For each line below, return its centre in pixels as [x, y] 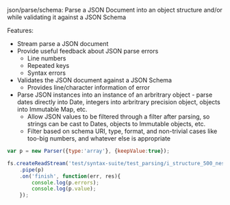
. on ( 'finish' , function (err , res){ [70, 176]
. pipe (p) [32, 170]
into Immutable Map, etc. [52, 109]
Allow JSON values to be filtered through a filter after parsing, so [118, 117]
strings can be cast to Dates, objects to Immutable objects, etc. [116, 124]
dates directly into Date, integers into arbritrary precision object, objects [118, 102]
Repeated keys [48, 65]
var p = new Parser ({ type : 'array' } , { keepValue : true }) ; [88, 151]
